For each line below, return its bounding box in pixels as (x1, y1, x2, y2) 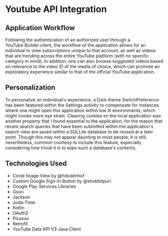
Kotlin (12, 204, 25, 210)
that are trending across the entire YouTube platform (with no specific (5, 53, 149, 59)
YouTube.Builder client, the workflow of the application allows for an (5, 42, 146, 48)
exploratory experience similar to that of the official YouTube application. (5, 69, 155, 75)
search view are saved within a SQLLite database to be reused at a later (5, 129, 153, 135)
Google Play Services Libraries (12, 183, 76, 189)
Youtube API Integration (5, 4, 107, 15)
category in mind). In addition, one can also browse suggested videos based (5, 58, 163, 64)
